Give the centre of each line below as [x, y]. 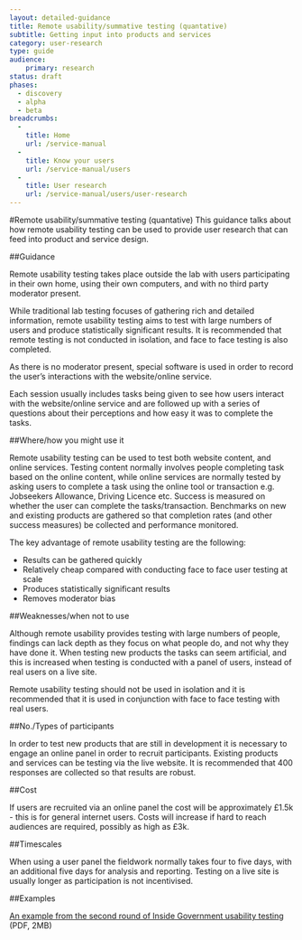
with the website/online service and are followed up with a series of [135, 404]
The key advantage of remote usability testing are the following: [128, 542]
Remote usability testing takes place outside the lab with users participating [150, 274]
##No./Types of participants [62, 726]
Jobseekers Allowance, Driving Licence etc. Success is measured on [137, 496]
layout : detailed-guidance [60, 18]
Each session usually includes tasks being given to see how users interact [147, 394]
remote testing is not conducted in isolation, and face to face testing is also [149, 339]
